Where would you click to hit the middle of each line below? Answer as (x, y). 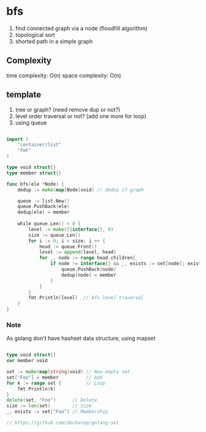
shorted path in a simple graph (54, 41)
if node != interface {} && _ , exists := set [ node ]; (117, 264)
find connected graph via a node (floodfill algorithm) (81, 28)
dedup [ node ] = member (89, 275)
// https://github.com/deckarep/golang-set (63, 423)
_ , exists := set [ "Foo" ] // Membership (57, 412)
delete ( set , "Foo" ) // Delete (52, 400)
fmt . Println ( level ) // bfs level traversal (86, 298)
